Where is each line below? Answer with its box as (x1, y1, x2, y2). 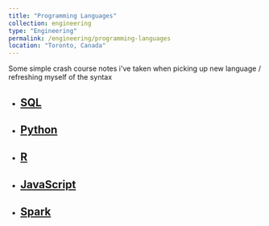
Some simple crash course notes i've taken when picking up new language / (8, 64, 262, 73)
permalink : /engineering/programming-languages (8, 34, 172, 43)
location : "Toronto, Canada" (8, 42, 106, 50)
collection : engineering (8, 19, 92, 27)
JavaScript (19, 178, 77, 191)
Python (19, 122, 58, 137)
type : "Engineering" (8, 27, 78, 35)
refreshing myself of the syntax (8, 72, 113, 82)
